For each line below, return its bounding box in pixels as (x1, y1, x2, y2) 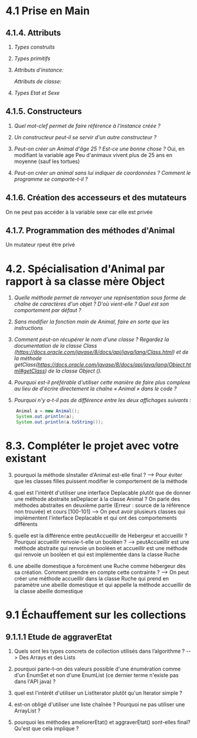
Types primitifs (14, 55, 51, 62)
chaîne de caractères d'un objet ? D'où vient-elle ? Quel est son (14, 300, 169, 307)
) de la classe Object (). (44, 367, 102, 374)
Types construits (14, 43, 55, 50)
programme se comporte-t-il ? (14, 175, 88, 182)
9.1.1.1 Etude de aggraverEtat (5, 632, 113, 642)
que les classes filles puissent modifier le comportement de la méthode (14, 477, 188, 484)
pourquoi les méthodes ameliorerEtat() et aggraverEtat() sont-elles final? (14, 718, 191, 726)
